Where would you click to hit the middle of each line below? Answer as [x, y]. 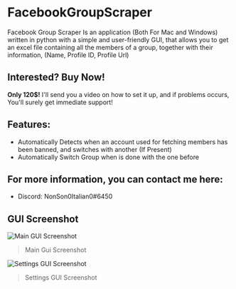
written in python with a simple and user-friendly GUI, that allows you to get [118, 39]
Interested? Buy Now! [56, 77]
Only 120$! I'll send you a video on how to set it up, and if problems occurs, [118, 94]
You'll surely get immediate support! [60, 102]
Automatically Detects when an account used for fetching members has [123, 142]
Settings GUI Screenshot [61, 278]
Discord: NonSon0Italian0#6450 [65, 196]
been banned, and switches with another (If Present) [95, 149]
